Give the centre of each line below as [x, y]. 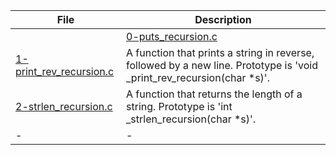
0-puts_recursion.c [172, 36]
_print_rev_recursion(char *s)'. [198, 77]
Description [223, 19]
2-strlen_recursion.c [64, 106]
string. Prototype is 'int [179, 106]
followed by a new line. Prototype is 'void [222, 65]
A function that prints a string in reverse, [220, 52]
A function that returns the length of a [214, 94]
